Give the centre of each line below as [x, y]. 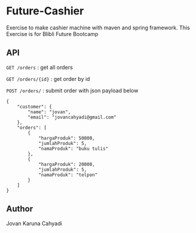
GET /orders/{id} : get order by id [48, 78]
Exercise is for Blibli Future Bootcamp [52, 34]
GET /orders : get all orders [40, 67]
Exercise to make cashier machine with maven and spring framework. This [98, 28]
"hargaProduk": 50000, [67, 138]
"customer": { [34, 107]
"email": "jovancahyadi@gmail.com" [72, 117]
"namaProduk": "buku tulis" [73, 149]
